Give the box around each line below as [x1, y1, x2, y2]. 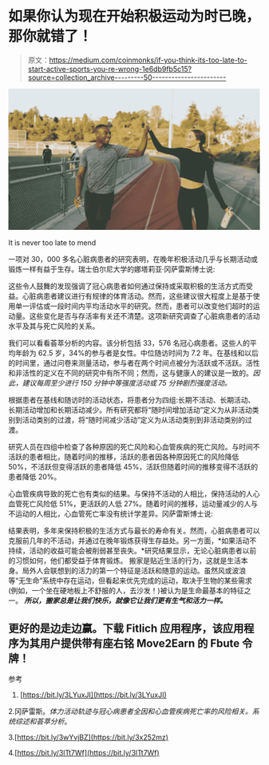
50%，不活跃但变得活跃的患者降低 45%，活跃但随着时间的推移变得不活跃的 [8, 462, 258, 472]
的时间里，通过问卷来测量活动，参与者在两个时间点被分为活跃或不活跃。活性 [8, 359, 260, 368]
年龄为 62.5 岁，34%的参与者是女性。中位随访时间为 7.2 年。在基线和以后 [14, 348, 259, 358]
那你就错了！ [8, 27, 93, 46]
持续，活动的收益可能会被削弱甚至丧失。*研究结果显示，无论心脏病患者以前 [8, 546, 257, 556]
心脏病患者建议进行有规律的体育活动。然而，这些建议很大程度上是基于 [22, 291, 253, 301]
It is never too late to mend [8, 238, 97, 248]
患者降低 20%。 [8, 472, 61, 482]
